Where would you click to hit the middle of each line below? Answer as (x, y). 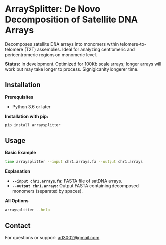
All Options (17, 201)
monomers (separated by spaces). (48, 191)
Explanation (18, 171)
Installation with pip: (27, 116)
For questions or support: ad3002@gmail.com (52, 237)
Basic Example (21, 153)
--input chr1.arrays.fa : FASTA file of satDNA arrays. (67, 181)
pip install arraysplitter (33, 125)
